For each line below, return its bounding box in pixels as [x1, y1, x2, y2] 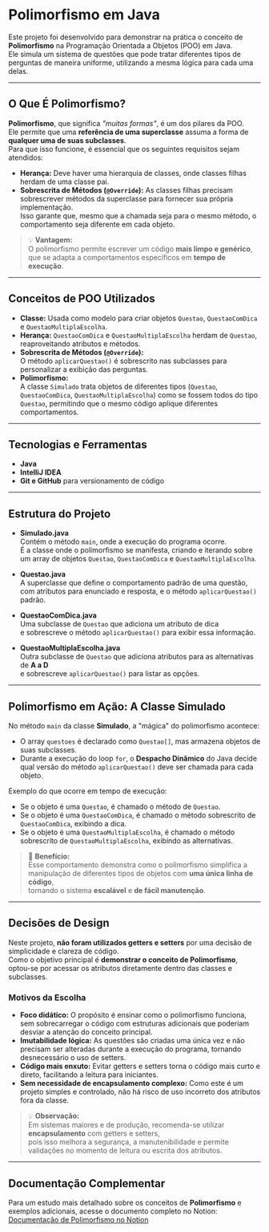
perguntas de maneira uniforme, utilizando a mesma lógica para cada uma [8, 58, 254, 67]
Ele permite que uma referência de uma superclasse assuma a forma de [8, 127, 249, 137]
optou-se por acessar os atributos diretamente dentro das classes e [8, 963, 232, 973]
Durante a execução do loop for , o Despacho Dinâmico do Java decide [19, 753, 258, 763]
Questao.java [19, 569, 66, 579]
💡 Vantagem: [27, 235, 73, 244]
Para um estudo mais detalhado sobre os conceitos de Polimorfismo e [8, 1197, 242, 1207]
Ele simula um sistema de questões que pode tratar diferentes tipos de [8, 49, 242, 59]
